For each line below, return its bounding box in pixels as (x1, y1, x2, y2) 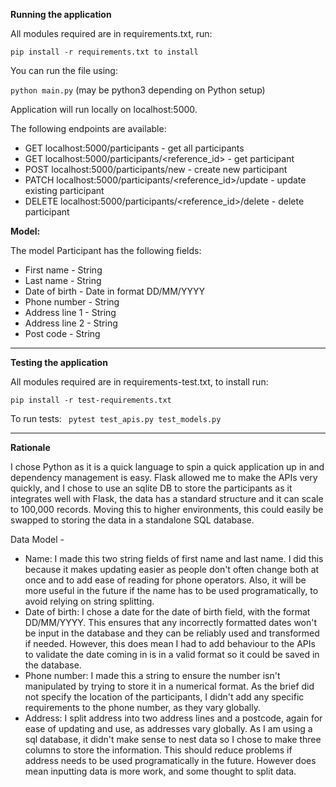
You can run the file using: (10, 65, 118, 76)
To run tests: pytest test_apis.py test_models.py (10, 413, 222, 424)
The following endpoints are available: (10, 123, 167, 134)
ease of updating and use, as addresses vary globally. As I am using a (24, 723, 313, 734)
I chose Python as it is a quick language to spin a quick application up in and (10, 461, 325, 473)
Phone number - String (24, 296, 120, 308)
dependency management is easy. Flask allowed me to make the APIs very (10, 472, 318, 483)
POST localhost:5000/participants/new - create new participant (24, 164, 288, 175)
